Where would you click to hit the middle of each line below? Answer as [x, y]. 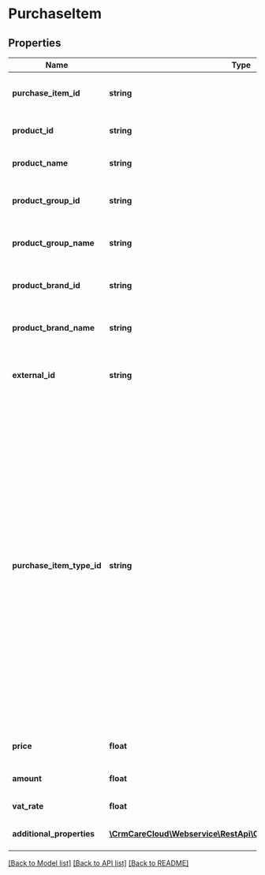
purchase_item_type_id [57, 565]
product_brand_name [54, 328]
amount [27, 778]
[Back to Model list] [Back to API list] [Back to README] [99, 863]
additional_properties [53, 834]
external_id [34, 375]
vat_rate [28, 806]
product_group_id [46, 200]
